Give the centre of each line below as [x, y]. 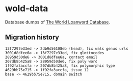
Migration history [32, 37]
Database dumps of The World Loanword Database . [58, 22]
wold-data [27, 9]
